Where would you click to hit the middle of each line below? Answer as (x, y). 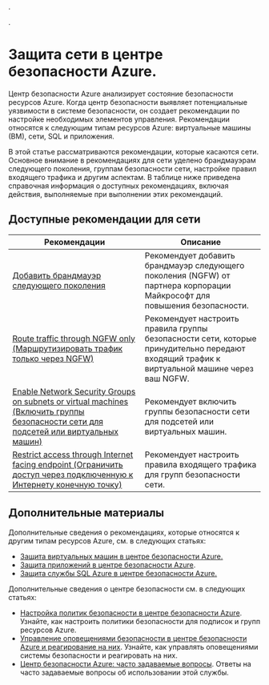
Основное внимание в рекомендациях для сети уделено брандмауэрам (132, 160)
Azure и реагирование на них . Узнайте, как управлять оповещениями (139, 647)
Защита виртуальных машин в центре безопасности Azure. (121, 556)
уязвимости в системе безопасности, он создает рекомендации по (124, 110)
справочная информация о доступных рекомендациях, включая (118, 186)
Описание (201, 242)
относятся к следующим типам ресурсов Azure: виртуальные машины (130, 127)
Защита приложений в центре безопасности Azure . (108, 565)
